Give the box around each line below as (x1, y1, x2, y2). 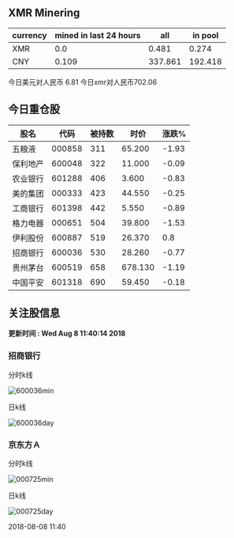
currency (12, 29, 47, 40)
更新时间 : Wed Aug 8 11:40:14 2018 (8, 328, 126, 339)
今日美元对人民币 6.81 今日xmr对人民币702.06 (8, 77, 158, 86)
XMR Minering (8, 6, 80, 20)
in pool (192, 29, 219, 40)
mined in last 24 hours (54, 29, 141, 40)
